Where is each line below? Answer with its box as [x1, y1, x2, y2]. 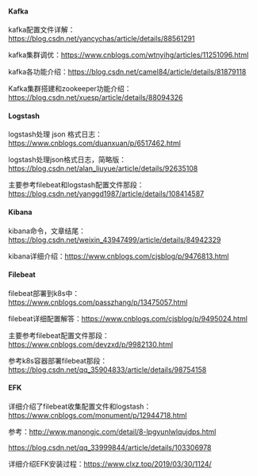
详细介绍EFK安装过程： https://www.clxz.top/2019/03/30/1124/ [8, 459, 212, 469]
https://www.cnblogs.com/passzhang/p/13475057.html [8, 297, 188, 307]
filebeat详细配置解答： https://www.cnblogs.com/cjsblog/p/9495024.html [8, 313, 248, 323]
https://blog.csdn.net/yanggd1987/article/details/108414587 [8, 189, 205, 198]
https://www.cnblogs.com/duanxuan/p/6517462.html [8, 139, 181, 148]
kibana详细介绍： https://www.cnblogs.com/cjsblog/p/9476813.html [8, 251, 229, 261]
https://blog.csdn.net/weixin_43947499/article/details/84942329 [8, 235, 221, 244]
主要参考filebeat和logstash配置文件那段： [8, 180, 144, 190]
